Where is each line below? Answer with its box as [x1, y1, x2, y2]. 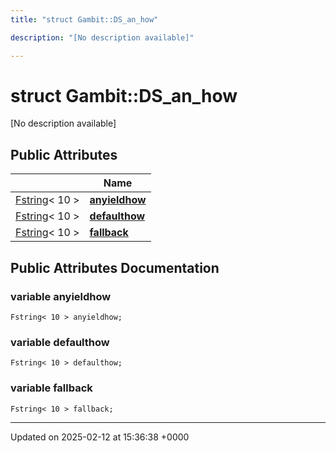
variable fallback [10, 381, 93, 395]
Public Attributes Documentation [10, 259, 220, 276]
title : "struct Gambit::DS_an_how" [10, 14, 159, 25]
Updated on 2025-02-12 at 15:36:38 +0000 [10, 431, 190, 443]
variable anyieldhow [10, 289, 112, 303]
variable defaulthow [10, 335, 110, 349]
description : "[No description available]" [10, 32, 195, 43]
